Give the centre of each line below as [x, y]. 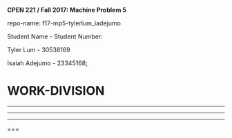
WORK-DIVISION [56, 91]
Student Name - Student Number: [55, 36]
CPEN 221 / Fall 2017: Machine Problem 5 [67, 10]
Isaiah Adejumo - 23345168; [47, 63]
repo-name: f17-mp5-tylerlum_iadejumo [64, 23]
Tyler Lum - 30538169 [39, 50]
